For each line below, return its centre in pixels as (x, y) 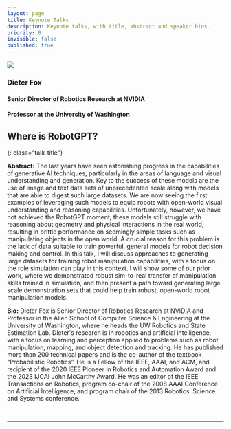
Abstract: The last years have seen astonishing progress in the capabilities (113, 166)
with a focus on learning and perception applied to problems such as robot (113, 340)
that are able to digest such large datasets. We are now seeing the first (107, 195)
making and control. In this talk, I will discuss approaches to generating (108, 253)
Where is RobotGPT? (53, 136)
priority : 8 (24, 33)
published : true (30, 45)
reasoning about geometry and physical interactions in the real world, (106, 224)
